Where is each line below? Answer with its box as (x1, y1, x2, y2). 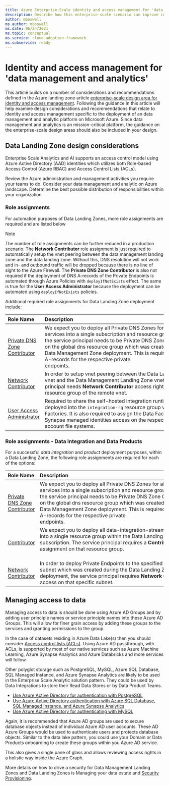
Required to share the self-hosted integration (44, 397, 152, 404)
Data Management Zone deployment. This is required (39, 506, 166, 513)
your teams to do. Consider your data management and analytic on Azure (5, 181, 157, 187)
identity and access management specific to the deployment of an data (5, 110, 153, 117)
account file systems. (44, 422, 96, 429)
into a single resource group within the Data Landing (39, 533, 163, 540)
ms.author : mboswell (5, 21, 49, 27)
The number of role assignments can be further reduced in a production (5, 240, 154, 246)
